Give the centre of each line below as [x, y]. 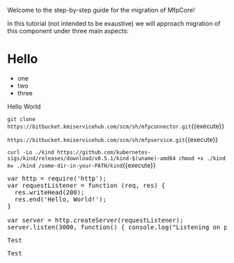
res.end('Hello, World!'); [60, 199]
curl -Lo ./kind [31, 152]
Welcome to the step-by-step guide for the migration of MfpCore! [101, 10]
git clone [22, 119]
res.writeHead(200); [49, 192]
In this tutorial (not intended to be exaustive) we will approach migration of [114, 23]
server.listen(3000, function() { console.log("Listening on [114, 227]
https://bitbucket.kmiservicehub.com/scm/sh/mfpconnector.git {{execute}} [116, 126]
